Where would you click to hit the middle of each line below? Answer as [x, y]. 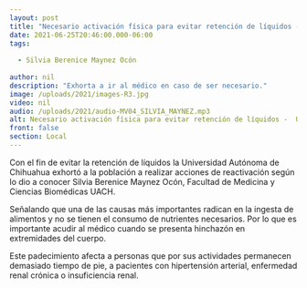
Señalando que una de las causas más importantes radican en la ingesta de [152, 209]
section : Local [38, 137]
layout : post [34, 18]
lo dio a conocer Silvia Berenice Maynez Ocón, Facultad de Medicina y [143, 181]
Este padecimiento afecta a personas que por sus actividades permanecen [151, 255]
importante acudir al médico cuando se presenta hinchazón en [127, 228]
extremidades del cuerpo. [58, 238]
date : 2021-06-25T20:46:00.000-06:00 [81, 35]
